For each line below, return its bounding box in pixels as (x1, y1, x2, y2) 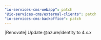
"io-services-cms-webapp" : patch (4, 7, 73, 12)
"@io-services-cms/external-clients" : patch (4, 12, 97, 17)
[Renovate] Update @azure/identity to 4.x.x (4, 30, 92, 36)
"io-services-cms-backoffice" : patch (4, 16, 81, 21)
